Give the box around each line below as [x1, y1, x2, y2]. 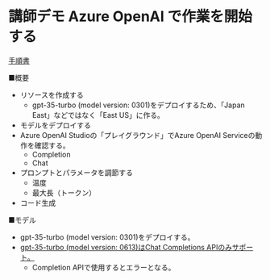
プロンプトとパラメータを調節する [19, 167, 133, 178]
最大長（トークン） [31, 187, 97, 198]
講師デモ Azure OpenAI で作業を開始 [8, 7, 252, 26]
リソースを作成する [19, 90, 85, 99]
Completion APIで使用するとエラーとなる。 [31, 262, 176, 272]
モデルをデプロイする [19, 120, 91, 130]
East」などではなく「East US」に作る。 [31, 110, 165, 119]
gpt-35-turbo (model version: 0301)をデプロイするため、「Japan [31, 100, 246, 110]
